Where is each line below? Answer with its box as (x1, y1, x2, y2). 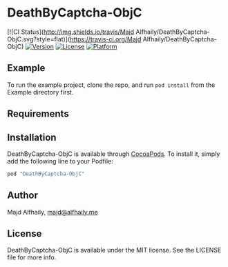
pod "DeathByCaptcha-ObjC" (7, 170, 85, 177)
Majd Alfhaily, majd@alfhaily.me (7, 208, 98, 216)
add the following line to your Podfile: (7, 157, 114, 165)
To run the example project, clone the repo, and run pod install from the (7, 81, 216, 89)
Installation (7, 131, 57, 143)
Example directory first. (7, 88, 74, 96)
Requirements (7, 108, 69, 120)
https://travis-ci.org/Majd (69, 34, 142, 43)
